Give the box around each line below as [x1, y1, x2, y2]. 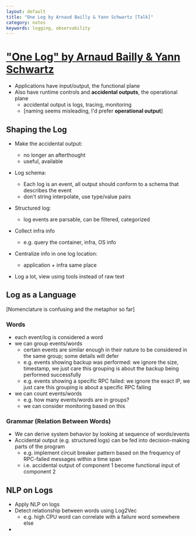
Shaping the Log [6, 124, 67, 134]
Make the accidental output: [14, 140, 83, 147]
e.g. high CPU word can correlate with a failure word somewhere [23, 513, 180, 521]
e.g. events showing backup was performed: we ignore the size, [23, 359, 179, 366]
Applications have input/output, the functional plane [14, 82, 140, 89]
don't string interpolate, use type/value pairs [23, 193, 131, 200]
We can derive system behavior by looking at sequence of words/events [14, 430, 190, 437]
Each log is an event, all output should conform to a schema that [23, 181, 179, 187]
